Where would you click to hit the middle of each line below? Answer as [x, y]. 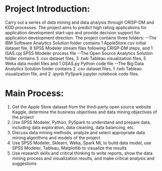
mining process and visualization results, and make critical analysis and [83, 158]
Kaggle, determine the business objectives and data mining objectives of [84, 112]
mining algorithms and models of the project [56, 138]
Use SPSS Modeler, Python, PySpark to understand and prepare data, [81, 122]
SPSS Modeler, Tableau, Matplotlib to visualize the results [69, 148]
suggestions [24, 163]
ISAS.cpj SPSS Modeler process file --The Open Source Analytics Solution [79, 53]
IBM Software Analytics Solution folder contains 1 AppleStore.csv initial [76, 43]
